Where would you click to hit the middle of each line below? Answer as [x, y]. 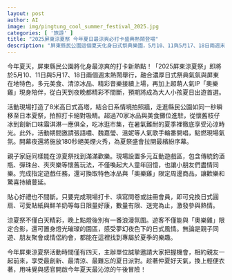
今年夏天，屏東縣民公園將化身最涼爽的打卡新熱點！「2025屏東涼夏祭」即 [112, 66]
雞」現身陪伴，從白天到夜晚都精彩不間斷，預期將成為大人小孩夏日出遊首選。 [116, 92]
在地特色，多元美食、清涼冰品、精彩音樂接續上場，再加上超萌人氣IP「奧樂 [113, 83]
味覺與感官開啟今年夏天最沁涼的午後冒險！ [86, 269]
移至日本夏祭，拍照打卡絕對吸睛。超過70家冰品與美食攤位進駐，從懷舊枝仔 [114, 115]
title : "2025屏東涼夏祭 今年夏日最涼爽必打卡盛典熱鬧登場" [83, 39]
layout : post [26, 13]
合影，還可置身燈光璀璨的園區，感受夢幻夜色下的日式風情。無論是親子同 [116, 228]
